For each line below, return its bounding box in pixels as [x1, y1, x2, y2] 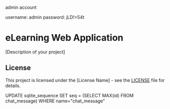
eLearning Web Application [5, 32, 124, 44]
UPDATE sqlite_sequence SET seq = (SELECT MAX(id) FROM [5, 92, 134, 98]
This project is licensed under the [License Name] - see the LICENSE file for [5, 77, 165, 83]
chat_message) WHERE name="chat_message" [5, 98, 106, 104]
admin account [5, 5, 37, 10]
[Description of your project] [5, 48, 65, 55]
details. [5, 83, 21, 89]
